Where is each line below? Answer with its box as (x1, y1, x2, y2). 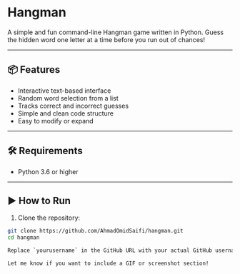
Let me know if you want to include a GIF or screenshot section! (7, 260, 209, 267)
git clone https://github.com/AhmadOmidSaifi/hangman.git (7, 228, 184, 235)
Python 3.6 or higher (17, 167, 79, 176)
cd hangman (7, 234, 40, 241)
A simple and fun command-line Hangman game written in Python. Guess (7, 28, 224, 36)
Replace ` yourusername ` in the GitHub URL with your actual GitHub (7, 247, 213, 254)
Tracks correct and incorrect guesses (17, 101, 129, 110)
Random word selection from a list (17, 93, 119, 102)
